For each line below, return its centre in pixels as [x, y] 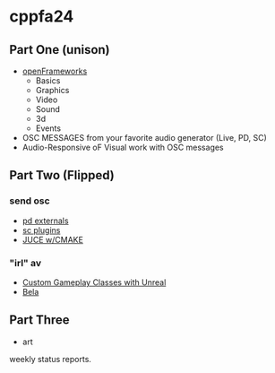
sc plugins [41, 230]
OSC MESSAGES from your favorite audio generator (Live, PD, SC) [144, 138]
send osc [30, 201]
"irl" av [26, 263]
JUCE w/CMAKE [52, 239]
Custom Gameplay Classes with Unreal [94, 282]
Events [48, 128]
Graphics [52, 90]
